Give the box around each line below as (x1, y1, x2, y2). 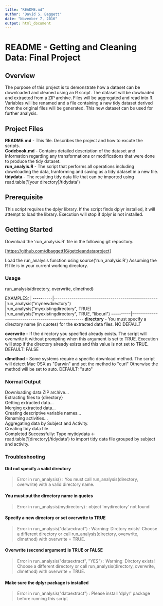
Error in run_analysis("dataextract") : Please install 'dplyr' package (17, 590, 150, 596)
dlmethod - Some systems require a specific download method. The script (5, 355, 155, 361)
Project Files (5, 125, 44, 133)
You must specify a (108, 316, 147, 322)
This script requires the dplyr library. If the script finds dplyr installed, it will (5, 206, 156, 212)
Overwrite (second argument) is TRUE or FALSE (5, 547, 103, 553)
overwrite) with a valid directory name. (17, 481, 95, 487)
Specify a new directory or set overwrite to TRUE (5, 515, 106, 521)
